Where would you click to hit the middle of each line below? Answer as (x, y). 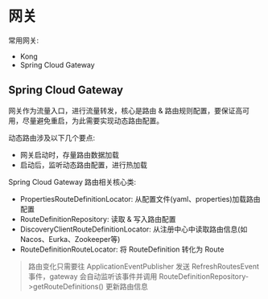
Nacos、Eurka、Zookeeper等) (70, 239)
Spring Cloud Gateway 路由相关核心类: (72, 182)
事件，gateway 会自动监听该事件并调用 (93, 276)
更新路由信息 (127, 286)
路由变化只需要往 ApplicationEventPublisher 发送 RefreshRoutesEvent (144, 266)
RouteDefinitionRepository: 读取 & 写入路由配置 (98, 219)
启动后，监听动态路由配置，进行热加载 (83, 165)
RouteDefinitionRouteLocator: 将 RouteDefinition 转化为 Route (122, 249)
